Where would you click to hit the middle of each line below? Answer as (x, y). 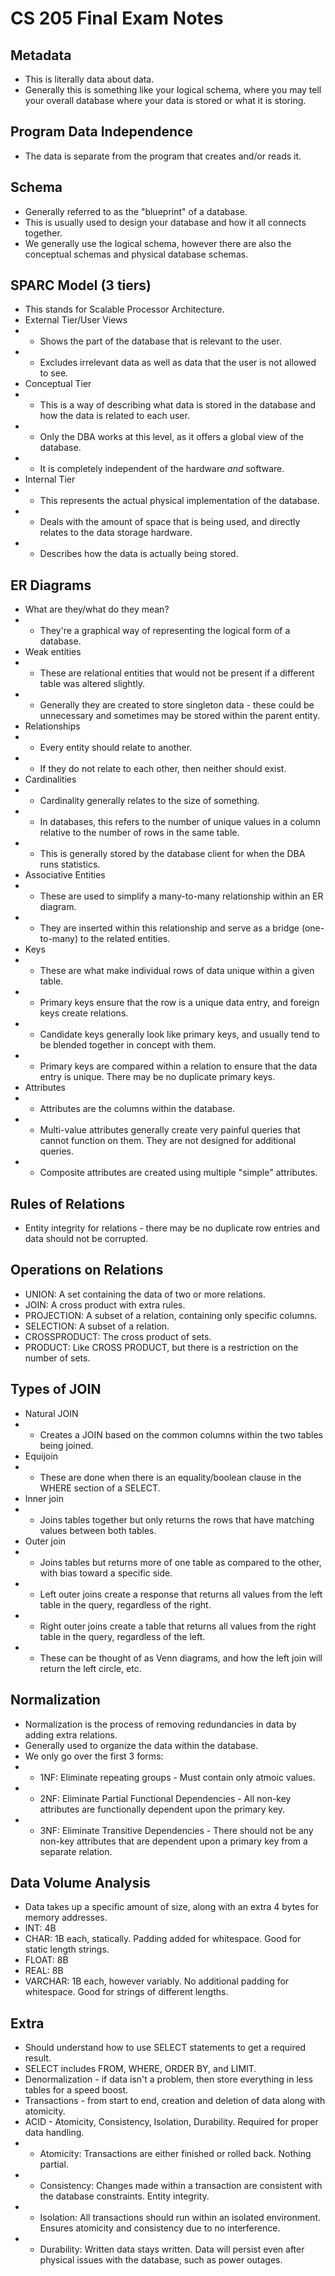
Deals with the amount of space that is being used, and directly (170, 522)
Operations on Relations (87, 1270)
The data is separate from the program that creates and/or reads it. (163, 156)
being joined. (66, 1445)
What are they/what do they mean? (97, 609)
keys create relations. (84, 1013)
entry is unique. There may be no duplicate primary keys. (157, 1077)
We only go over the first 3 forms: (94, 1756)
